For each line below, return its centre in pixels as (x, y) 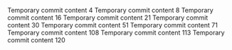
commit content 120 (36, 40)
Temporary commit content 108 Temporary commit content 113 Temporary (116, 32)
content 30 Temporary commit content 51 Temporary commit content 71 (113, 25)
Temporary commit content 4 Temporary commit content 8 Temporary (110, 10)
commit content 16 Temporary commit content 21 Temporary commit (108, 18)
